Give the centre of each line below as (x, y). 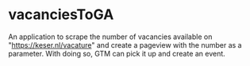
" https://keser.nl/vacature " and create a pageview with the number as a (125, 45)
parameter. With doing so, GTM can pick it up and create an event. (117, 53)
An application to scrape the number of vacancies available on (110, 37)
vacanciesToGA (61, 15)
